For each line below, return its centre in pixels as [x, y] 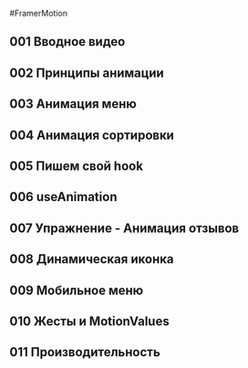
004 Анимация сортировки [92, 135]
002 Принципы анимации [87, 73]
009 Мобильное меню [77, 290]
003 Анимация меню [73, 104]
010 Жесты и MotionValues [90, 321]
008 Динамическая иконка [92, 259]
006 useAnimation [63, 197]
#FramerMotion [39, 13]
